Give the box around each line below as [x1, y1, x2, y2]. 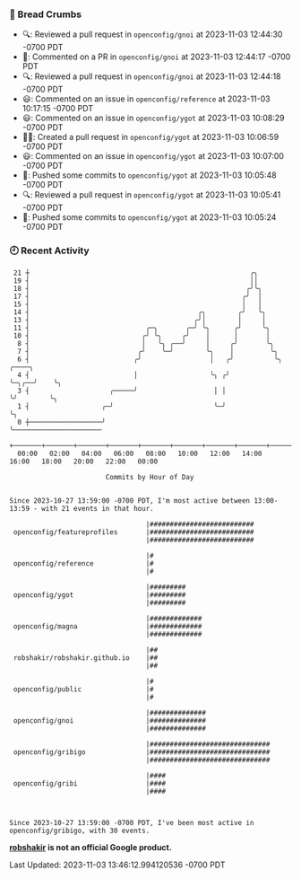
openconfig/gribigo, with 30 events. [9, 826, 150, 835]
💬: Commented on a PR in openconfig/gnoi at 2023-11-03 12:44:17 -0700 [21, 51, 291, 62]
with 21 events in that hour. [41, 504, 154, 513]
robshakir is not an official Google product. [9, 841, 172, 852]
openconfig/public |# [13, 684, 154, 694]
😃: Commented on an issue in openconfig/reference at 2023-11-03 [21, 93, 271, 104]
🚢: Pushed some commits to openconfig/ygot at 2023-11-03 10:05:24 [21, 212, 277, 223]
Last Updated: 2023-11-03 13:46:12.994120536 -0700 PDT [9, 859, 226, 870]
